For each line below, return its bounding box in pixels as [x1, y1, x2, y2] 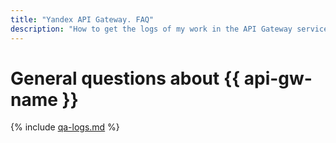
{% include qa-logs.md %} [10, 121, 120, 133]
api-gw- [243, 67, 313, 90]
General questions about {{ [10, 67, 241, 90]
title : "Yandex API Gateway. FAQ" [10, 14, 155, 25]
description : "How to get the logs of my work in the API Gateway [10, 24, 293, 34]
